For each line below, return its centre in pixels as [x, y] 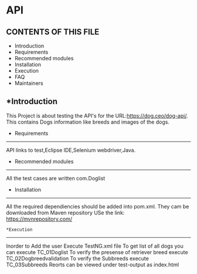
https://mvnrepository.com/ [39, 219]
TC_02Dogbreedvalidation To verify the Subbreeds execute [78, 258]
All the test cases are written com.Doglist [56, 178]
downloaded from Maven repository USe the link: [65, 213]
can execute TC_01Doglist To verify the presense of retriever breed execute [97, 252]
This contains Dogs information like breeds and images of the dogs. [88, 122]
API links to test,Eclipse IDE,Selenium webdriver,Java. [71, 150]
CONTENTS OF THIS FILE [53, 32]
